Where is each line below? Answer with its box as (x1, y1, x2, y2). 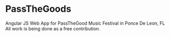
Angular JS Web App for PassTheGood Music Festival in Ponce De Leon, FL (5, 20, 165, 26)
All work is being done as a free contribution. (5, 25, 101, 31)
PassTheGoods (5, 3, 71, 15)
